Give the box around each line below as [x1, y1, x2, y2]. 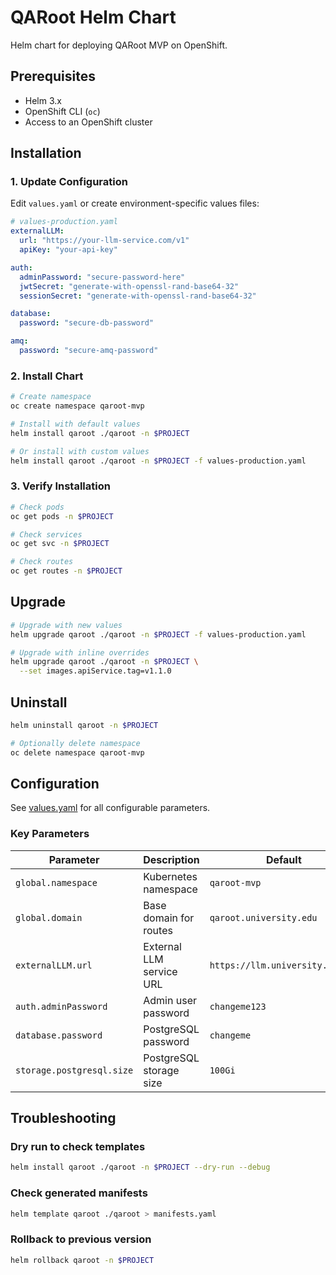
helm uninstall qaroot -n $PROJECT [10, 721, 159, 731]
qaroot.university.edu [209, 912, 318, 923]
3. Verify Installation [10, 479, 111, 493]
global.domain [15, 912, 83, 923]
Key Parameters [10, 827, 90, 841]
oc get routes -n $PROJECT [10, 566, 123, 576]
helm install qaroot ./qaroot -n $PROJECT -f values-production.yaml [10, 456, 307, 466]
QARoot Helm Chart [10, 6, 177, 29]
